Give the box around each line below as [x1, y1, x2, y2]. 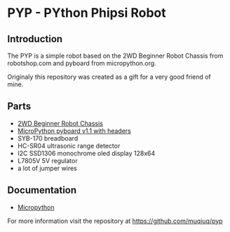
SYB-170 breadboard [17, 134, 79, 142]
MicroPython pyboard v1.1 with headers [17, 127, 131, 135]
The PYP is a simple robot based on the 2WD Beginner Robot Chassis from [7, 51, 224, 60]
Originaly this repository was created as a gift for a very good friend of [7, 72, 212, 81]
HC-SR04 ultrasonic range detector [17, 141, 121, 150]
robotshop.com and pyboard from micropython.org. [7, 59, 156, 67]
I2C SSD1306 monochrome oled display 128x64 [17, 149, 156, 157]
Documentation [7, 184, 77, 196]
